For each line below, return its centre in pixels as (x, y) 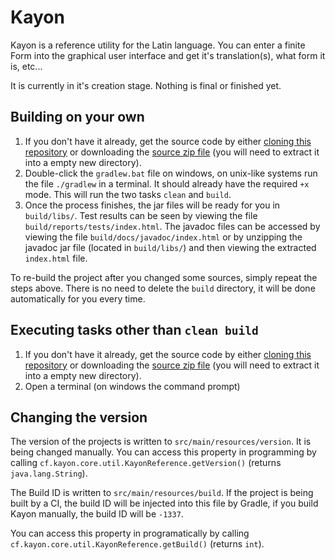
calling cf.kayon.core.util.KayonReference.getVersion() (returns (146, 463)
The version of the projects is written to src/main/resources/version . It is (161, 442)
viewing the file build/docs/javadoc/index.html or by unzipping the (163, 237)
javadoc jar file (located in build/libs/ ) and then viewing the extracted (170, 247)
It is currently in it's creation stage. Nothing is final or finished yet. (146, 85)
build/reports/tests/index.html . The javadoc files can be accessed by (172, 226)
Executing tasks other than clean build (134, 330)
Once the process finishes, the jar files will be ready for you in (152, 205)
